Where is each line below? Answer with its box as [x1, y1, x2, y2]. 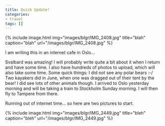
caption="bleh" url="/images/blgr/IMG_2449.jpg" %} [5, 115, 113, 122]
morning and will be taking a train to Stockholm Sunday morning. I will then [5, 85, 158, 92]
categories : [5, 12, 30, 17]
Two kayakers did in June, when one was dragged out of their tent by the [5, 75, 155, 81]
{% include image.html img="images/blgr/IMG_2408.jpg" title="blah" [5, 35, 146, 41]
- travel [5, 16, 23, 21]
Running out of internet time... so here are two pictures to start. [5, 100, 134, 107]
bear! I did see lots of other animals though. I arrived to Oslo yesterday [5, 80, 149, 86]
